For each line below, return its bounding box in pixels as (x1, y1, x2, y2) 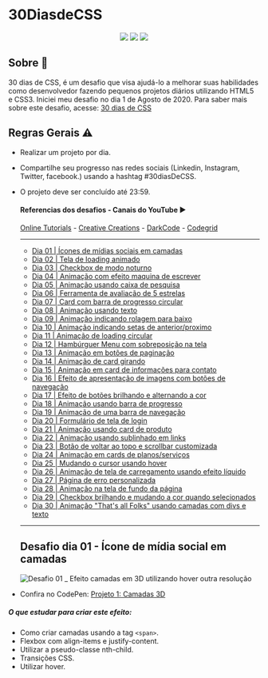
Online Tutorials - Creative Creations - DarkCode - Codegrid (19, 222, 218, 233)
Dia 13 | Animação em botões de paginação (31, 348, 175, 357)
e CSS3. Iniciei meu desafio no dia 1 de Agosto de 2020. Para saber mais (8, 94, 247, 104)
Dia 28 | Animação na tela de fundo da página (31, 484, 183, 493)
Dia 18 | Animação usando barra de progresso (31, 398, 183, 409)
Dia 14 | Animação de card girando (31, 356, 146, 365)
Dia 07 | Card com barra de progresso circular (31, 297, 183, 306)
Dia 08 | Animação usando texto (31, 305, 138, 315)
